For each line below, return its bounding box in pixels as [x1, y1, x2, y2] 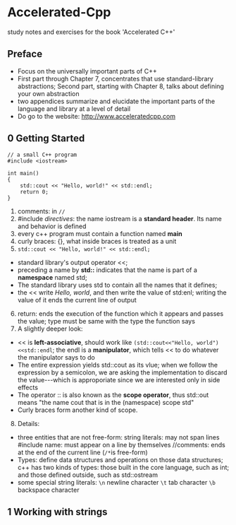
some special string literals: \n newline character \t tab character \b [17, 478, 216, 486]
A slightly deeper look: [17, 324, 83, 333]
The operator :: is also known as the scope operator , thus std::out [17, 390, 209, 399]
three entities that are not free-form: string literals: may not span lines [17, 432, 220, 442]
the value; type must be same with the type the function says [17, 317, 196, 325]
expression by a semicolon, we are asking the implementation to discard [17, 368, 228, 377]
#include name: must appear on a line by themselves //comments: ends [17, 440, 225, 449]
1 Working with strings [7, 506, 108, 518]
